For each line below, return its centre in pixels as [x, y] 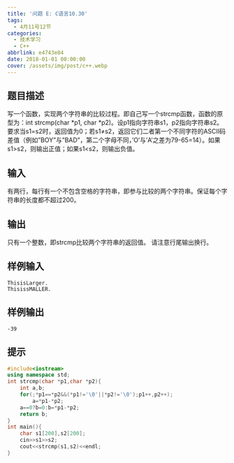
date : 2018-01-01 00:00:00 [46, 59]
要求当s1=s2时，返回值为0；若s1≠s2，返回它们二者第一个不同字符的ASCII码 [116, 131]
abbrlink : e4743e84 [36, 53]
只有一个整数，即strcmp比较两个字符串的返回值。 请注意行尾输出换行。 [110, 243]
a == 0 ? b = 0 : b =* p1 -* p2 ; [50, 407]
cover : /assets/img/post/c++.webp [58, 66]
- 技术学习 [27, 40]
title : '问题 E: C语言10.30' [47, 14]
